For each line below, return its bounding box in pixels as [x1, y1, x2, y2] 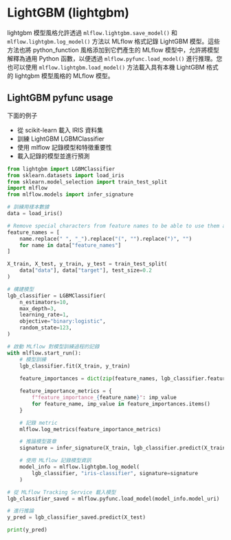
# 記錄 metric [19, 419, 58, 426]
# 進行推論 [7, 508, 34, 514]
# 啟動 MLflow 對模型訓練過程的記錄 [7, 343, 100, 350]
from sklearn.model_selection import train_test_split [7, 178, 168, 186]
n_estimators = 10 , [19, 299, 69, 306]
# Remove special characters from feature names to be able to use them [7, 222, 220, 229]
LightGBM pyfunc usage [7, 92, 113, 104]
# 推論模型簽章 [19, 438, 57, 446]
